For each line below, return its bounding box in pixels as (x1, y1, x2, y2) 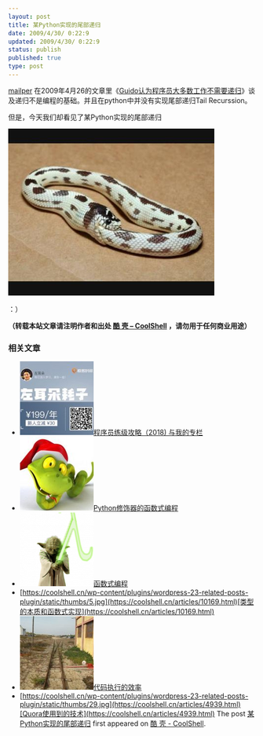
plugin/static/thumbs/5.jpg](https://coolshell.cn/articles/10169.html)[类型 (19, 597, 254, 606)
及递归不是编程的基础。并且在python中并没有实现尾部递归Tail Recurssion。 (8, 95, 252, 105)
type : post (8, 63, 44, 71)
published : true (8, 54, 61, 62)
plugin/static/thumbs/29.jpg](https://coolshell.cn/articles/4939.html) (19, 700, 241, 709)
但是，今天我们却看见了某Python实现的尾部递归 (8, 112, 163, 122)
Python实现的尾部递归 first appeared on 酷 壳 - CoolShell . (19, 719, 206, 728)
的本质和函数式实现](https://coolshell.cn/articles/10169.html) (19, 607, 214, 617)
